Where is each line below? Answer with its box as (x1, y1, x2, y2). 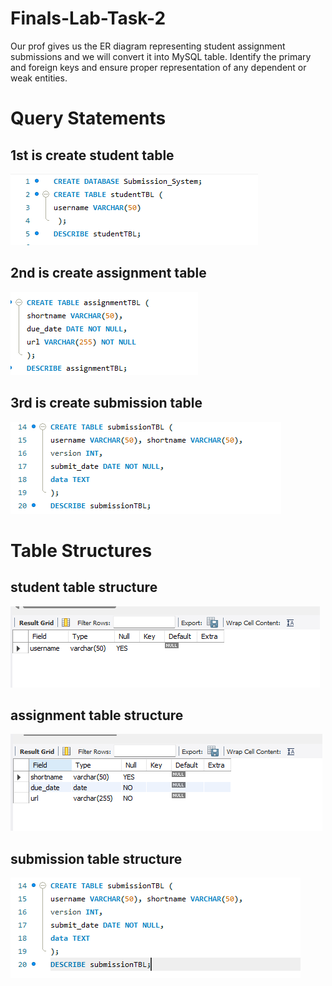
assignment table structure (10, 707, 184, 724)
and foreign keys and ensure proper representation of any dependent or (10, 61, 307, 73)
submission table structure (10, 850, 183, 867)
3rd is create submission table (10, 395, 203, 412)
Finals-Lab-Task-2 (10, 7, 167, 30)
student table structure (10, 579, 158, 596)
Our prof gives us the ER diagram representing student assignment (10, 40, 286, 52)
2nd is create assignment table (10, 265, 207, 282)
